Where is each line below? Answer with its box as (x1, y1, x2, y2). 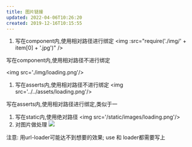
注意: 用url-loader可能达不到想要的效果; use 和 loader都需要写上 (6, 134, 166, 141)
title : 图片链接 (6, 8, 43, 15)
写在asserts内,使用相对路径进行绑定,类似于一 (6, 100, 118, 108)
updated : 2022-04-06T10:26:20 (6, 15, 83, 21)
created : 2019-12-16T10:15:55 (6, 20, 83, 26)
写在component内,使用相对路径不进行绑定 (6, 57, 110, 64)
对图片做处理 (14, 121, 47, 128)
